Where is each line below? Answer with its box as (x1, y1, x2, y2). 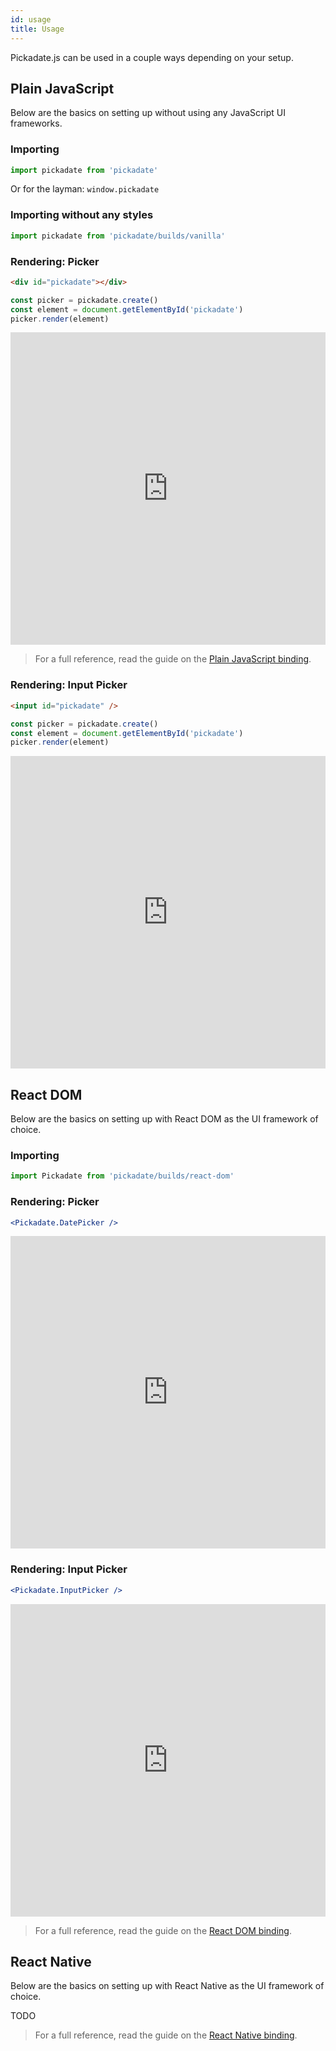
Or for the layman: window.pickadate (10, 183, 160, 195)
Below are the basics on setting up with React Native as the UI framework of (10, 1980, 325, 1992)
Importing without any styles (10, 208, 154, 222)
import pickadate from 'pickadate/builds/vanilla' (10, 231, 226, 241)
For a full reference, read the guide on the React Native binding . (34, 2029, 298, 2041)
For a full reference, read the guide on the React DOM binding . (34, 1924, 292, 1936)
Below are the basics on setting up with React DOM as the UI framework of (10, 1113, 319, 1125)
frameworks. (10, 117, 63, 130)
